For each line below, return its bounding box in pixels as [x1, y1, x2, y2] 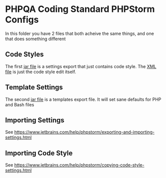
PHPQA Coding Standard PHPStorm [5, 3, 155, 15]
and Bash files [5, 101, 34, 107]
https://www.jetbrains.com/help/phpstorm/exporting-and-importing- [14, 129, 155, 135]
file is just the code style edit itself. [5, 69, 76, 75]
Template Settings [5, 83, 63, 91]
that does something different [5, 36, 66, 42]
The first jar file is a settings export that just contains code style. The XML [5, 63, 157, 69]
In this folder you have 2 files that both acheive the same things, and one [5, 30, 154, 36]
